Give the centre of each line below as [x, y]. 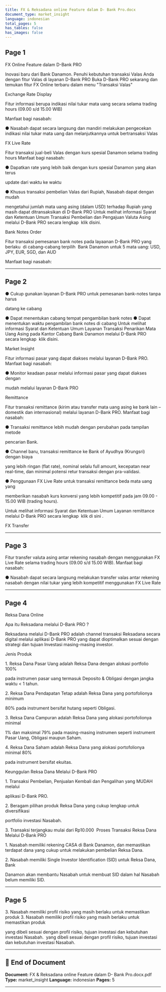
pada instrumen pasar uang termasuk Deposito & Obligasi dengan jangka [80, 679]
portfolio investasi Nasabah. [34, 821]
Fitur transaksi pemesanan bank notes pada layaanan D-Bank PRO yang [78, 241]
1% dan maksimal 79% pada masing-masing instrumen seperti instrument [80, 733]
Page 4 [16, 603]
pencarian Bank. [22, 442]
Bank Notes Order [23, 232]
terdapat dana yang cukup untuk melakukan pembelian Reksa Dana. [74, 850]
